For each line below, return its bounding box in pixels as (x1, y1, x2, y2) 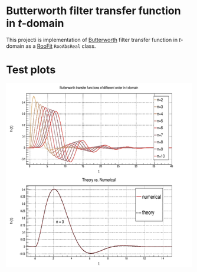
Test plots (6, 63, 56, 77)
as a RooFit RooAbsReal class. (25, 42, 96, 50)
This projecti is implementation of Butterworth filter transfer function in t (6, 36, 181, 43)
